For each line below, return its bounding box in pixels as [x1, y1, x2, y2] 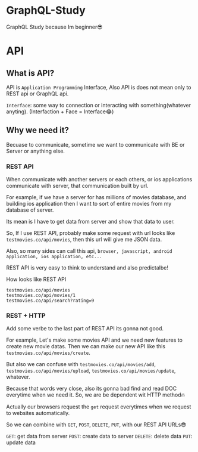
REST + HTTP [6, 311, 46, 320]
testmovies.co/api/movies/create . [6, 349, 90, 357]
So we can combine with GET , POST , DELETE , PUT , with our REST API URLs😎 [6, 421, 187, 428]
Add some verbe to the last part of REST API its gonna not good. [6, 325, 164, 332]
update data [6, 439, 36, 446]
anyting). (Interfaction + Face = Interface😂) [6, 108, 114, 115]
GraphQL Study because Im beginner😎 [6, 23, 103, 30]
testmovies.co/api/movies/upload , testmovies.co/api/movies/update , [6, 367, 176, 374]
